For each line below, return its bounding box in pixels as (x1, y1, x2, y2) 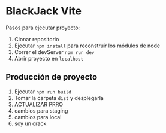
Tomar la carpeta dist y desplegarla (14, 94, 104, 101)
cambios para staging (14, 107, 68, 114)
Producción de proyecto (5, 72, 98, 82)
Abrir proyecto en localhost (14, 55, 84, 62)
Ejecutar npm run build (14, 88, 71, 95)
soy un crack (14, 120, 47, 127)
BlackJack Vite (5, 4, 82, 18)
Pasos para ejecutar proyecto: (5, 24, 80, 31)
